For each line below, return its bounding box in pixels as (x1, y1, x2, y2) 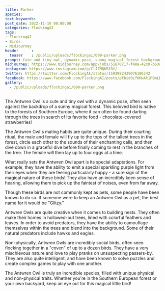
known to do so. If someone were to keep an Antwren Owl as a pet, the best (5, 194, 159, 200)
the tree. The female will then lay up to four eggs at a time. (5, 149, 123, 155)
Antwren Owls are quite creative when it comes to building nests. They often (5, 209, 160, 215)
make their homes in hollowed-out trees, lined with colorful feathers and (5, 214, 151, 220)
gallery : (5, 80, 23, 85)
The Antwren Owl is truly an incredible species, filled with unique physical (5, 270, 155, 276)
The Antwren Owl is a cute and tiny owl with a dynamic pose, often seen (5, 98, 151, 104)
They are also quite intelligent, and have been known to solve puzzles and (5, 255, 155, 261)
